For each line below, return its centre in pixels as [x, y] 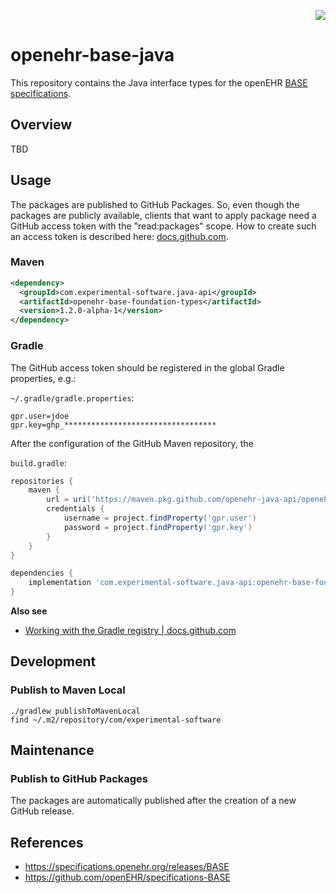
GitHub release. [42, 811]
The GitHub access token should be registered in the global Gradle [147, 367]
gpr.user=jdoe [40, 416]
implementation [60, 583]
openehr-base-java [92, 55]
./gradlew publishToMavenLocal [75, 711]
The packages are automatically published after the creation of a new [153, 801]
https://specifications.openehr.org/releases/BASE [127, 867]
